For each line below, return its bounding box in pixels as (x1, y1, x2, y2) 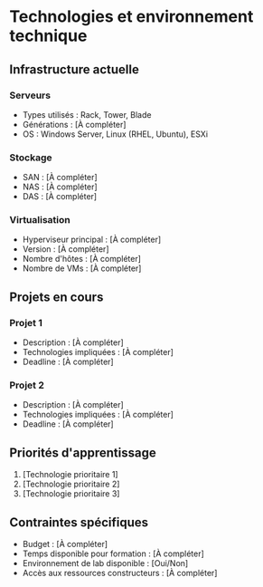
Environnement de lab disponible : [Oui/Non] (22, 558, 189, 569)
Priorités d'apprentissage (9, 445, 156, 460)
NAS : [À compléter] (22, 181, 98, 192)
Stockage (9, 151, 52, 164)
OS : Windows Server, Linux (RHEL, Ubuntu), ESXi (22, 129, 209, 140)
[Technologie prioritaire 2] (22, 478, 120, 490)
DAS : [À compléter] (22, 191, 98, 202)
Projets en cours (9, 289, 104, 304)
